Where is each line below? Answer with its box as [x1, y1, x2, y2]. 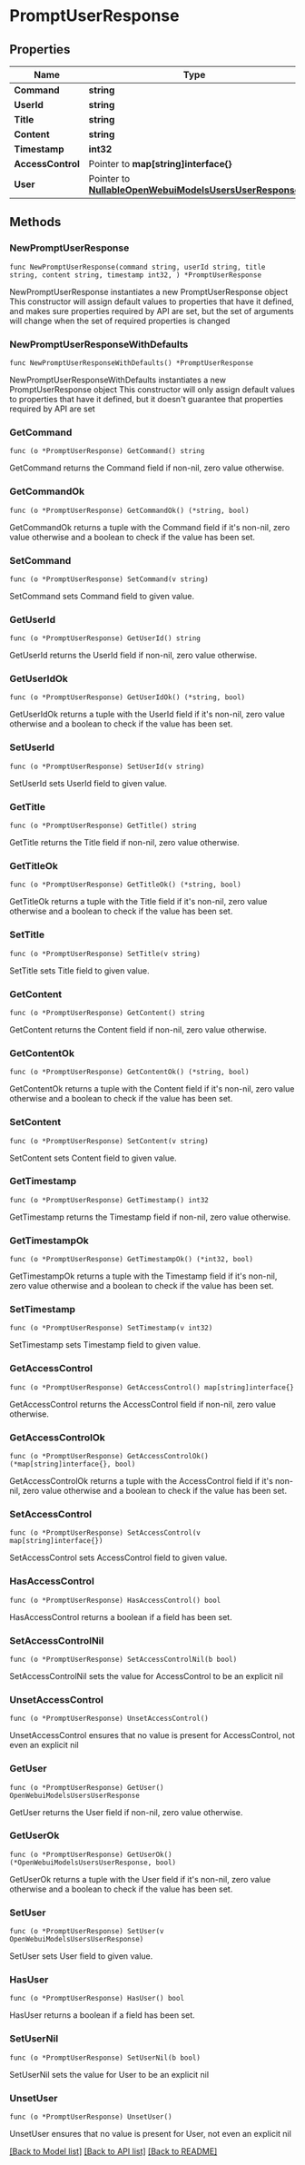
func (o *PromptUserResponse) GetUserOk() [9, 1850, 172, 1859]
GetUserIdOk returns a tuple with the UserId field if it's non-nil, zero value [9, 709, 286, 720]
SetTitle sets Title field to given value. [9, 964, 150, 976]
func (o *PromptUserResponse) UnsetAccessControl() [9, 1714, 209, 1724]
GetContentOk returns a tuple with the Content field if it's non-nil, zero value [9, 1083, 295, 1094]
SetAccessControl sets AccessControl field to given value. [9, 1552, 228, 1563]
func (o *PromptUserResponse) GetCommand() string [9, 447, 205, 456]
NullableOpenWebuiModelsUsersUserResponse [88, 183, 300, 196]
